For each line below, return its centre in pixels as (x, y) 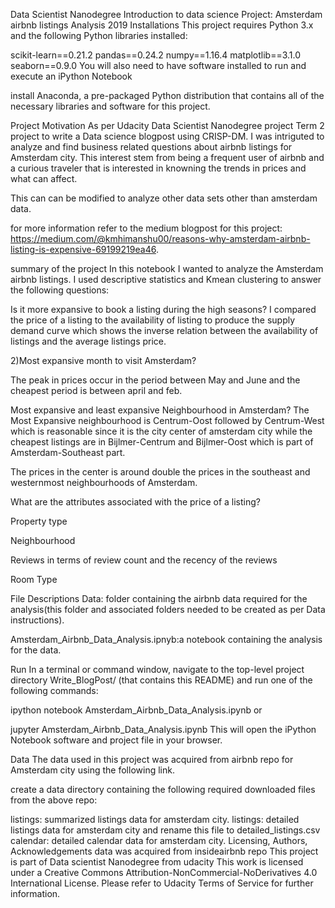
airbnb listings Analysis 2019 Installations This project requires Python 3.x (162, 25)
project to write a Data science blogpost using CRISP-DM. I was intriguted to (167, 136)
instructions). (37, 620)
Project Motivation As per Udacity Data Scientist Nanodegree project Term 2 (167, 125)
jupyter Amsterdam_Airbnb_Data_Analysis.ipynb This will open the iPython (163, 729)
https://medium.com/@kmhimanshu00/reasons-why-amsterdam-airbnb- (160, 238)
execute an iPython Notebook (71, 76)
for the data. (36, 650)
